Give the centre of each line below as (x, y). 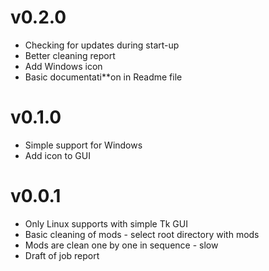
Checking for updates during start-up (102, 45)
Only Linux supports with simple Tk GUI (106, 223)
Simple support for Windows (83, 145)
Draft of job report (62, 255)
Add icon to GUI (57, 155)
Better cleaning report (70, 55)
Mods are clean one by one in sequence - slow (121, 245)
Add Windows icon (63, 66)
